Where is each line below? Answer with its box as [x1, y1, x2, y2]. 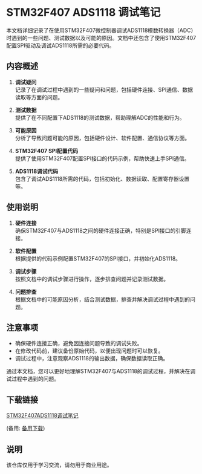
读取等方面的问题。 [15, 93, 64, 100]
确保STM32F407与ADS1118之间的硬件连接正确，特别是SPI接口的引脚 [15, 227, 186, 234]
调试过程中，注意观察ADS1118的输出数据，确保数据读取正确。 [15, 355, 169, 362]
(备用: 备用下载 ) [6, 424, 45, 432]
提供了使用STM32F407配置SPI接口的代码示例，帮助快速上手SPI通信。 [15, 155, 190, 162]
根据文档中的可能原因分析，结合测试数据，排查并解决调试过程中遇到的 [15, 296, 191, 303]
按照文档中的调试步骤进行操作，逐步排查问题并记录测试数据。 [15, 275, 169, 282]
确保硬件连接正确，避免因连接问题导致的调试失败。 [15, 340, 143, 347]
